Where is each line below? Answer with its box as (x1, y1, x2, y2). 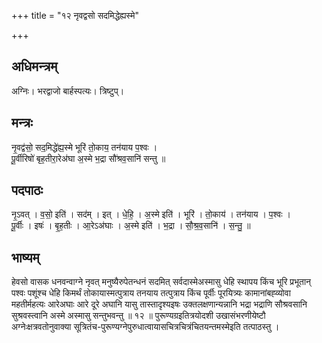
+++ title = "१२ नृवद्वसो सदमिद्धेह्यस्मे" (11, 10, 139, 21)
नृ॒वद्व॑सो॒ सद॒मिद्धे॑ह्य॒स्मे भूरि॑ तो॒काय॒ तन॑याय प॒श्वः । (11, 141, 158, 153)
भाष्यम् (11, 249, 40, 266)
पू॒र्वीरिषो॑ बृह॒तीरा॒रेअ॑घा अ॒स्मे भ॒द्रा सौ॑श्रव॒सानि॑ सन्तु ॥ (11, 152, 166, 164)
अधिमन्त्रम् (11, 58, 58, 75)
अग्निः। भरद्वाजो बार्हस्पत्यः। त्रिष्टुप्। (11, 85, 125, 97)
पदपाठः (11, 182, 44, 199)
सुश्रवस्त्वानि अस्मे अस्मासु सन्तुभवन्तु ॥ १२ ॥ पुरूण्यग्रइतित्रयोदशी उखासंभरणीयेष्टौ (11, 310, 266, 322)
